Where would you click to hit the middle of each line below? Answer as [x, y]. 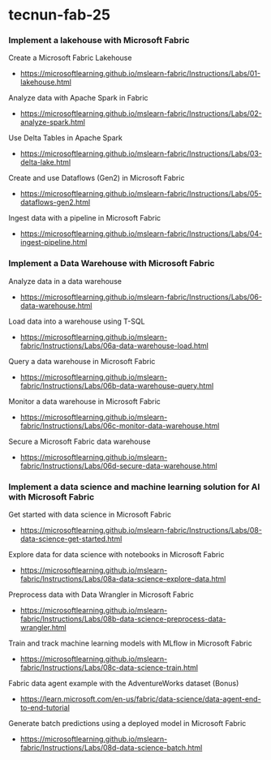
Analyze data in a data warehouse [65, 281]
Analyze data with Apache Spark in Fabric [78, 98]
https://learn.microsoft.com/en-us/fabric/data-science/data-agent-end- [140, 699]
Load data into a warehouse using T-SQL [77, 321]
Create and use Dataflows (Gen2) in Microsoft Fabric [97, 178]
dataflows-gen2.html [55, 202]
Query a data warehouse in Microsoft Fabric [82, 361]
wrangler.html [43, 628]
